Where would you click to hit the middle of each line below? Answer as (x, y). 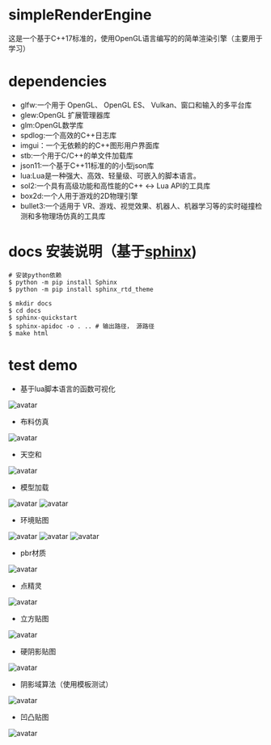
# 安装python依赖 (35, 275)
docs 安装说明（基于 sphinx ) (103, 252)
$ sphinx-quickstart (43, 318)
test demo (43, 365)
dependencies (58, 82)
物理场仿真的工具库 (74, 216)
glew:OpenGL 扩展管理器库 (65, 115)
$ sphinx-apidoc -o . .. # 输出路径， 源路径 (82, 326)
